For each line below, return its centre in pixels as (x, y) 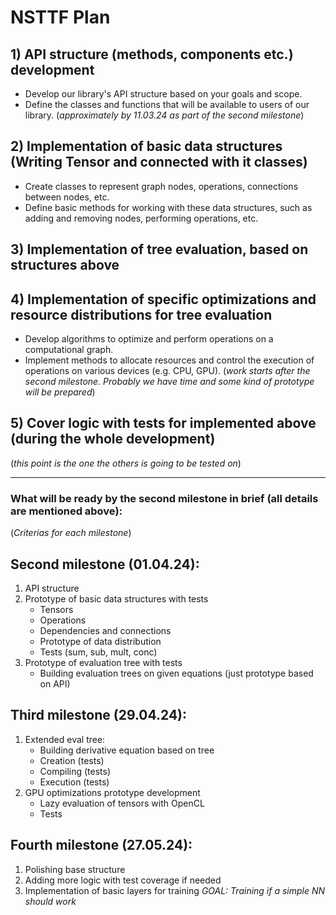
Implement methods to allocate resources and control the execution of (169, 360)
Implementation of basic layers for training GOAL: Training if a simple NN (175, 890)
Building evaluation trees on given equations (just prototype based (176, 673)
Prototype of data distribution (100, 641)
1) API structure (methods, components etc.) (152, 54)
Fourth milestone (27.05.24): (101, 845)
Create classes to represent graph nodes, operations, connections (161, 186)
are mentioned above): (66, 511)
